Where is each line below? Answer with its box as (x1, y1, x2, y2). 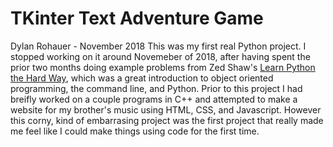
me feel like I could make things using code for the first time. (10, 125, 260, 137)
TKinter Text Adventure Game (10, 7, 264, 30)
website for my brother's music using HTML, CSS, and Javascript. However (10, 103, 322, 116)
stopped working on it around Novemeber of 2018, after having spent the (10, 50, 311, 62)
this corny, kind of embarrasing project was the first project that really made (10, 114, 324, 126)
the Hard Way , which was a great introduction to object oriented (10, 72, 274, 84)
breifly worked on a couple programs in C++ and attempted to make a (10, 93, 298, 105)
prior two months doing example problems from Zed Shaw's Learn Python (10, 61, 316, 73)
